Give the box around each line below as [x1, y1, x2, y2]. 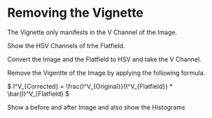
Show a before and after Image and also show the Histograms [7, 103, 185, 111]
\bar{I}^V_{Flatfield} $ [7, 89, 70, 98]
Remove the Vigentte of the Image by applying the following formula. [7, 68, 206, 77]
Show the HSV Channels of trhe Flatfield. [7, 41, 125, 50]
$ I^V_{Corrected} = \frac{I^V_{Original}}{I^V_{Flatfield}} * [7, 82, 173, 90]
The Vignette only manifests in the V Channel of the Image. [7, 28, 178, 36]
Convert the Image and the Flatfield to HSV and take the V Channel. [7, 54, 202, 64]
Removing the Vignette [7, 5, 144, 21]
